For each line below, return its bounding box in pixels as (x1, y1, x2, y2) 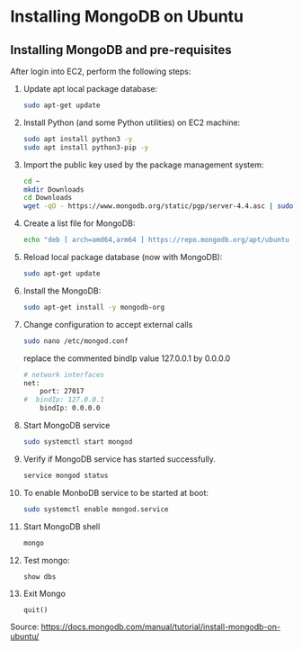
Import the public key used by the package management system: (22, 159, 264, 170)
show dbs (22, 572, 57, 582)
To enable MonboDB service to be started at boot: (22, 487, 209, 498)
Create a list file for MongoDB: (22, 218, 136, 229)
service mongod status (22, 471, 109, 480)
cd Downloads (22, 194, 73, 203)
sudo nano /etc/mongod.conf (22, 336, 129, 346)
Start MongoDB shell (22, 520, 101, 532)
